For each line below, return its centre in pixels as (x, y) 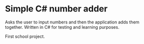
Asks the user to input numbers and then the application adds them (72, 22)
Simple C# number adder (56, 9)
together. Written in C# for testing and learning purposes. (62, 27)
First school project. (25, 36)
